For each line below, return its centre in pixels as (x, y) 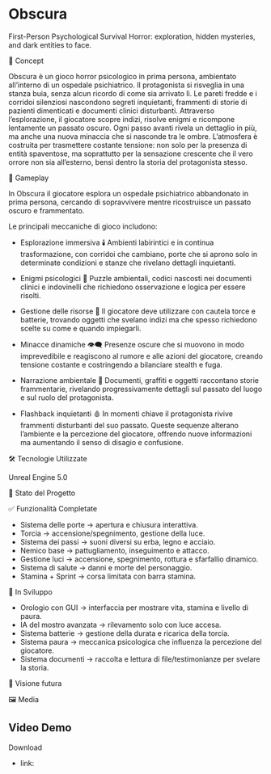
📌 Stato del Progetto (42, 493)
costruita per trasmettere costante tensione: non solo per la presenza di (128, 145)
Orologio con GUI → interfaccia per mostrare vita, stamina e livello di (134, 608)
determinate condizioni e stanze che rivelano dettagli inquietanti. (128, 263)
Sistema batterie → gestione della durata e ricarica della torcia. (125, 633)
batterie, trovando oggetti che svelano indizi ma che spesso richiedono (138, 319)
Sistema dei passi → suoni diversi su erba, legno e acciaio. (118, 541)
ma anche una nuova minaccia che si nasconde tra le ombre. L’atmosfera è (133, 136)
